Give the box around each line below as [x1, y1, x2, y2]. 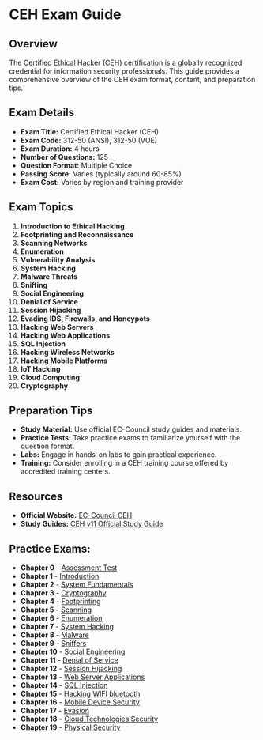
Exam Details [9, 106, 75, 119]
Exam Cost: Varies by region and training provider [20, 177, 184, 187]
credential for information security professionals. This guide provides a [9, 66, 240, 76]
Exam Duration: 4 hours [20, 144, 100, 153]
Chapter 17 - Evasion [20, 706, 90, 715]
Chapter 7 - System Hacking [20, 622, 114, 632]
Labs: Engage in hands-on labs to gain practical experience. [20, 450, 217, 459]
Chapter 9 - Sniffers [20, 639, 87, 648]
